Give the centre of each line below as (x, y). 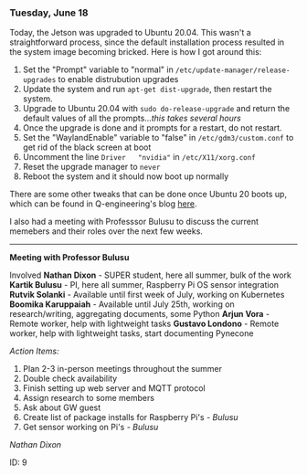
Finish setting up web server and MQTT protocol (114, 388)
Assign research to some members (89, 398)
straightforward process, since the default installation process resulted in (147, 42)
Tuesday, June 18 (49, 13)
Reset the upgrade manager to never (91, 167)
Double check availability (70, 379)
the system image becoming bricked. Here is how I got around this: (136, 52)
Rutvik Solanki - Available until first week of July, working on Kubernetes (147, 295)
